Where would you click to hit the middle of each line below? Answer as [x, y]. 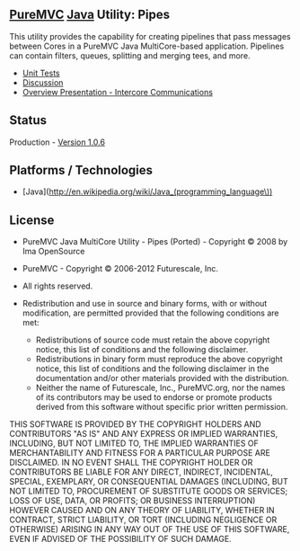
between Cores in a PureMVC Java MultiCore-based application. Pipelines [147, 46]
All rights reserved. [57, 286]
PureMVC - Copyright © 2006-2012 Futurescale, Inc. [120, 269]
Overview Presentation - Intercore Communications [118, 92]
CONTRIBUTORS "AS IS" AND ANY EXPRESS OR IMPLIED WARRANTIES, [144, 434]
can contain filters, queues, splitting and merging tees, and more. [130, 55]
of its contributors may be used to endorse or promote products [154, 397]
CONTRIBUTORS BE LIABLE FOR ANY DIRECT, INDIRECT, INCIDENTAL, [141, 472]
